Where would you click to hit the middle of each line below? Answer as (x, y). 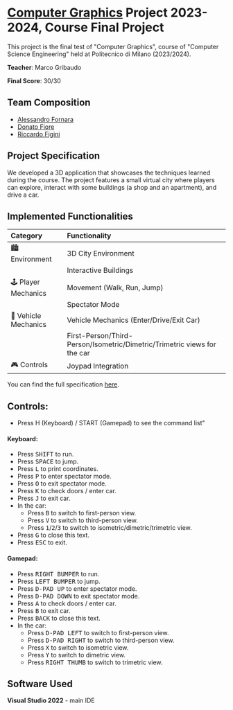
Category (27, 236)
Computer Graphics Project (87, 13)
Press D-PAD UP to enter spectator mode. (77, 588)
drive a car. (23, 195)
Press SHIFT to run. (45, 454)
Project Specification (54, 156)
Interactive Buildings (100, 270)
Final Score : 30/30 (34, 80)
